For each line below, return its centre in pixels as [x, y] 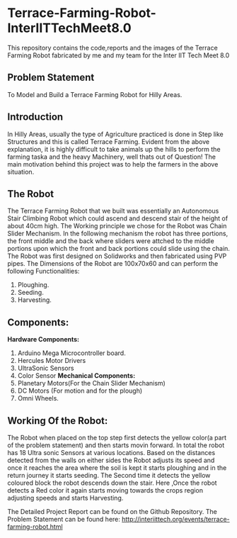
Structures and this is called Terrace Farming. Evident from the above [109, 141]
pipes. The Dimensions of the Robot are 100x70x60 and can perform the [113, 264]
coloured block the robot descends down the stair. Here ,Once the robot [112, 483]
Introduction [35, 117]
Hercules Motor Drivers [52, 361]
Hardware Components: [44, 340]
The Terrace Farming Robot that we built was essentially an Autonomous [113, 211]
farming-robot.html [35, 527]
